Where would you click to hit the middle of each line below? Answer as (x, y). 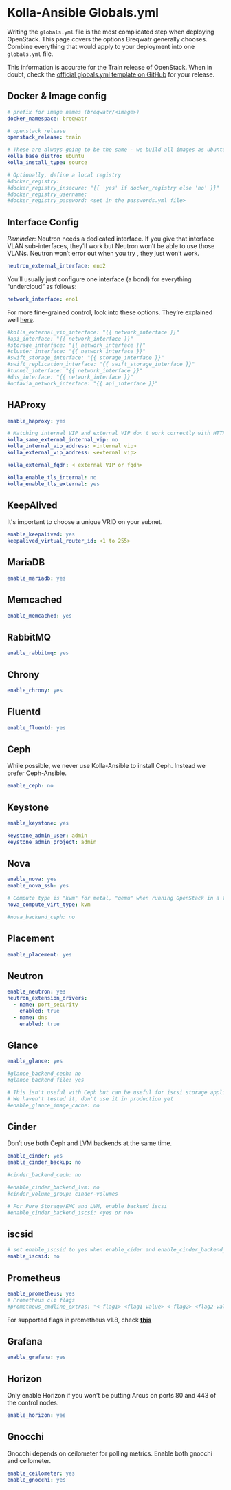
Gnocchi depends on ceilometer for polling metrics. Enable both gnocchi (110, 1453)
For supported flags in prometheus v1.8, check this (79, 1320)
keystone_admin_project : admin (52, 842)
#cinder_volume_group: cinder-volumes (63, 1194)
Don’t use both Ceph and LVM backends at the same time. (90, 1143)
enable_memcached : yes (40, 616)
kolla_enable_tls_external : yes (53, 484)
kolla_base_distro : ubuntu (46, 157)
